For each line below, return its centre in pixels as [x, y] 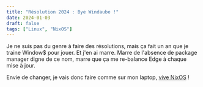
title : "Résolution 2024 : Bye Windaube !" [63, 12]
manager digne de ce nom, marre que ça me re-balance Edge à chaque [97, 59]
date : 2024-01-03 [28, 18]
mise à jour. [21, 66]
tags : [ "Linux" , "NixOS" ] [39, 29]
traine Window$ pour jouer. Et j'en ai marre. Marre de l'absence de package [102, 53]
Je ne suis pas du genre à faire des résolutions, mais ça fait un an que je [98, 46]
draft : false [23, 23]
